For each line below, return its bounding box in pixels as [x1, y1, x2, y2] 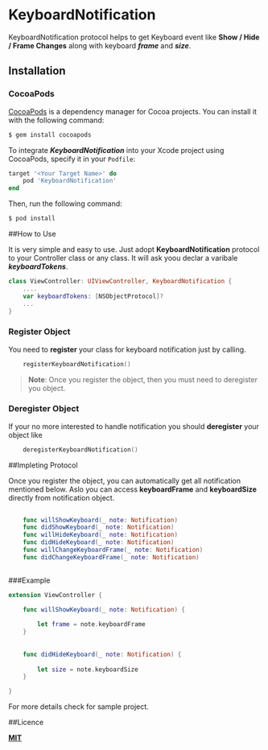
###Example [8, 575, 51, 585]
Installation [8, 64, 66, 78]
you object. [27, 383, 66, 393]
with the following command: [8, 115, 105, 125]
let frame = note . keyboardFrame [37, 620, 146, 628]
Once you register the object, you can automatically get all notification [8, 476, 241, 485]
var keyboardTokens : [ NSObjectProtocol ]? [23, 292, 163, 300]
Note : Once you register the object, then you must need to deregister [27, 374, 258, 384]
